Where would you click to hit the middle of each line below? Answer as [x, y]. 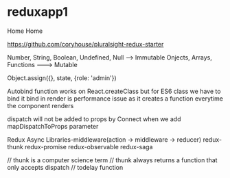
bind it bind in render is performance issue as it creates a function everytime [115, 98]
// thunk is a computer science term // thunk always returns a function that [112, 160]
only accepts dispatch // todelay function [65, 167]
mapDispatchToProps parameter [53, 126]
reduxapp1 [38, 12]
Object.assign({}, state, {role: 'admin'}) [62, 78]
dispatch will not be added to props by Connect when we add [94, 119]
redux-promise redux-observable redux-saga [89, 147]
